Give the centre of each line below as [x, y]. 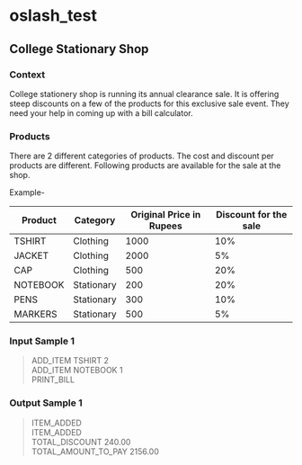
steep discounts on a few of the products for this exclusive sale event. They [149, 103]
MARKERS [36, 314]
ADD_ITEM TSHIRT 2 [70, 361]
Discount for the [251, 215]
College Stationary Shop [79, 49]
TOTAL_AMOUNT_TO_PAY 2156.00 [95, 452]
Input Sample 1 [42, 341]
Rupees [165, 226]
